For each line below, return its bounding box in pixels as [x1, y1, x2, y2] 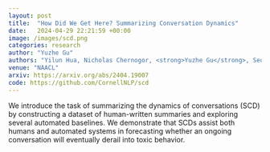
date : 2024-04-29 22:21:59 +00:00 [8, 26, 131, 34]
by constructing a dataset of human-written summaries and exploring [8, 109, 239, 118]
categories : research [8, 42, 81, 50]
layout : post [8, 11, 52, 20]
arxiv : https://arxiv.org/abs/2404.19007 [8, 71, 149, 79]
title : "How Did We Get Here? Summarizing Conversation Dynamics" [8, 19, 239, 27]
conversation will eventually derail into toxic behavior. [8, 134, 186, 144]
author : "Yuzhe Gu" [8, 49, 74, 57]
